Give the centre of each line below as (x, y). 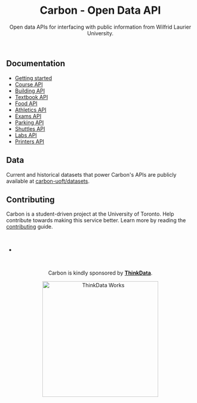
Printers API (30, 141)
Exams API (28, 116)
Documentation (36, 64)
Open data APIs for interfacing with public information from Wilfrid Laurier (100, 27)
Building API (30, 91)
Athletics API (30, 110)
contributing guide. (30, 227)
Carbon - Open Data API (100, 10)
